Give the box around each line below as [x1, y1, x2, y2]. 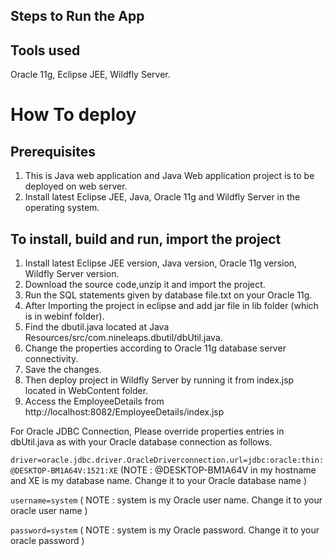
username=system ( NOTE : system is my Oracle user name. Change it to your [10, 494, 323, 506]
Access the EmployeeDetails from [24, 395, 165, 408]
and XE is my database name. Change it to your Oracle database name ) [10, 475, 308, 487]
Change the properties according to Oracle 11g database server [24, 342, 287, 354]
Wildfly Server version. [24, 268, 120, 280]
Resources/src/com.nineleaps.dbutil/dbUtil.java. [24, 332, 223, 344]
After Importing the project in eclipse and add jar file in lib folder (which [24, 300, 319, 312]
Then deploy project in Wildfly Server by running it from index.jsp [24, 374, 295, 386]
